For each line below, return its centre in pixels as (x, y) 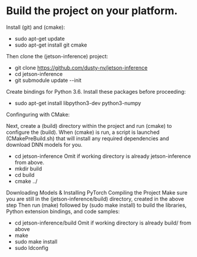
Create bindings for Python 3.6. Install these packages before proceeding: (96, 91)
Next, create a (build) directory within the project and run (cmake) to (89, 126)
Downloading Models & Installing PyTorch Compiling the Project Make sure (97, 192)
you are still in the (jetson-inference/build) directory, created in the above (95, 199)
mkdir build (28, 169)
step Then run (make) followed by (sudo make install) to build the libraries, (96, 205)
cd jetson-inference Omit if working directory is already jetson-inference (103, 156)
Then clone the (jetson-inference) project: (57, 56)
